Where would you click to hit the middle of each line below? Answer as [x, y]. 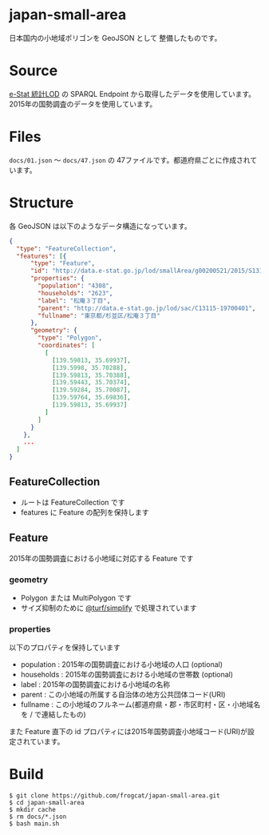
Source [34, 71]
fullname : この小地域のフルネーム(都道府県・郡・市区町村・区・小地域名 [140, 705]
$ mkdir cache [33, 810]
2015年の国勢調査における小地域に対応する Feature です [101, 558]
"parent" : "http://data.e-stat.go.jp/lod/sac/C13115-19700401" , [147, 308]
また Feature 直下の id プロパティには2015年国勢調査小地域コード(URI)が [129, 732]
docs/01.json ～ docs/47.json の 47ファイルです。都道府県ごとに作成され [130, 160]
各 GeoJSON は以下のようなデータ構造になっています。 [101, 226]
